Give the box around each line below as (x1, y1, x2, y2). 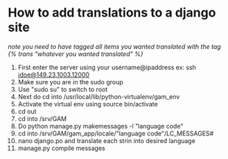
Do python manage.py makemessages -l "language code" (17, 122, 184, 130)
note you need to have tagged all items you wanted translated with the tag (8, 42, 221, 50)
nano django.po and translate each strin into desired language (17, 136, 196, 144)
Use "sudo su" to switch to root (17, 85, 108, 93)
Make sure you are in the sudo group (17, 77, 123, 86)
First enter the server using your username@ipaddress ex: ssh (17, 63, 197, 71)
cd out (17, 107, 37, 115)
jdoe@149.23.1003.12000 (17, 71, 89, 79)
